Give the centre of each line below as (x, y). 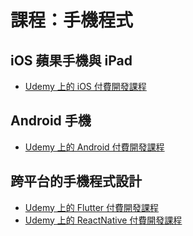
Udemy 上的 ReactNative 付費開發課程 (103, 220)
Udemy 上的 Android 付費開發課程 (94, 147)
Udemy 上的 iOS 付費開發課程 (85, 86)
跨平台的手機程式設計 (76, 181)
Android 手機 (51, 121)
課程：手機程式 (72, 20)
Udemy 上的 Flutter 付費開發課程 (92, 207)
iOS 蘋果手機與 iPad (71, 60)
